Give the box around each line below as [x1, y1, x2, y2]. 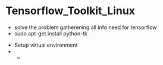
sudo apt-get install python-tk [14, 30, 87, 37]
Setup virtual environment [14, 41, 78, 48]
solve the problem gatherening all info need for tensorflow [14, 24, 157, 31]
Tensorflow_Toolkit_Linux [5, 4, 135, 18]
